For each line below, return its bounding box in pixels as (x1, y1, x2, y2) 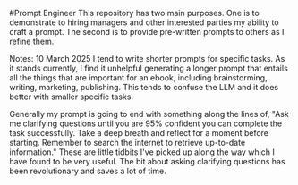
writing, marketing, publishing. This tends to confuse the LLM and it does (9, 82, 279, 92)
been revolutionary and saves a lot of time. (9, 165, 167, 176)
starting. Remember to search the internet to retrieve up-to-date (9, 138, 246, 147)
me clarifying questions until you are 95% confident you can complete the (9, 118, 283, 129)
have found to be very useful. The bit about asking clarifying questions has (9, 156, 285, 166)
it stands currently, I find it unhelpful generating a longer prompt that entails (9, 63, 288, 73)
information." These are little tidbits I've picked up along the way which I (9, 147, 275, 157)
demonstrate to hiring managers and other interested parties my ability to (9, 17, 279, 28)
